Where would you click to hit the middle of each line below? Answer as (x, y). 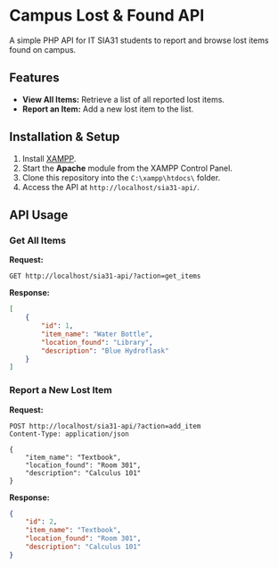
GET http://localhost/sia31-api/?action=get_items (105, 276)
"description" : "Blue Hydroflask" (105, 351)
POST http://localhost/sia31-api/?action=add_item (105, 426)
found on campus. (43, 49)
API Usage (39, 215)
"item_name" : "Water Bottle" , (97, 334)
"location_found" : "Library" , (97, 342)
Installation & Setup (65, 137)
